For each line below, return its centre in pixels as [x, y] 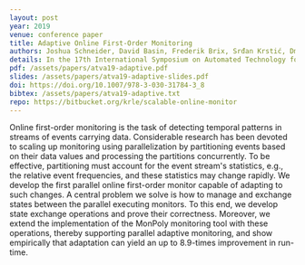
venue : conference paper [56, 34]
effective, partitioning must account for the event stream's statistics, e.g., [147, 166]
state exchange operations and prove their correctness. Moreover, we [140, 214]
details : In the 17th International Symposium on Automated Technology [148, 60]
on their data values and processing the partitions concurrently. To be [140, 156]
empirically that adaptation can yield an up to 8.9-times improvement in [143, 243]
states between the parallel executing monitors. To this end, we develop [144, 204]
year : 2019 [30, 26]
